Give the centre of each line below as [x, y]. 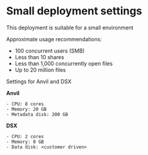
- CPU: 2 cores [25, 136]
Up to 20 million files [40, 69]
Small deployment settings [74, 11]
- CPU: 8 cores [25, 104]
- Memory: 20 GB [26, 109]
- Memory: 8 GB [25, 142]
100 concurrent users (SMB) [50, 51]
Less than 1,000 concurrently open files [64, 63]
